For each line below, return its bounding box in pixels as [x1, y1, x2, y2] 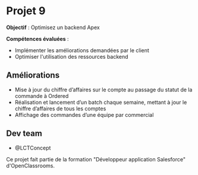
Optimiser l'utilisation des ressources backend [14, 53, 129, 60]
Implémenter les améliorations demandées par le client [14, 46, 150, 54]
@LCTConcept [14, 144, 51, 151]
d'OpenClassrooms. [6, 162, 55, 169]
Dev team [6, 129, 43, 139]
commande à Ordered [14, 92, 69, 99]
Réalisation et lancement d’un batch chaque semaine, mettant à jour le [14, 98, 187, 106]
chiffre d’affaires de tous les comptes [14, 105, 106, 112]
